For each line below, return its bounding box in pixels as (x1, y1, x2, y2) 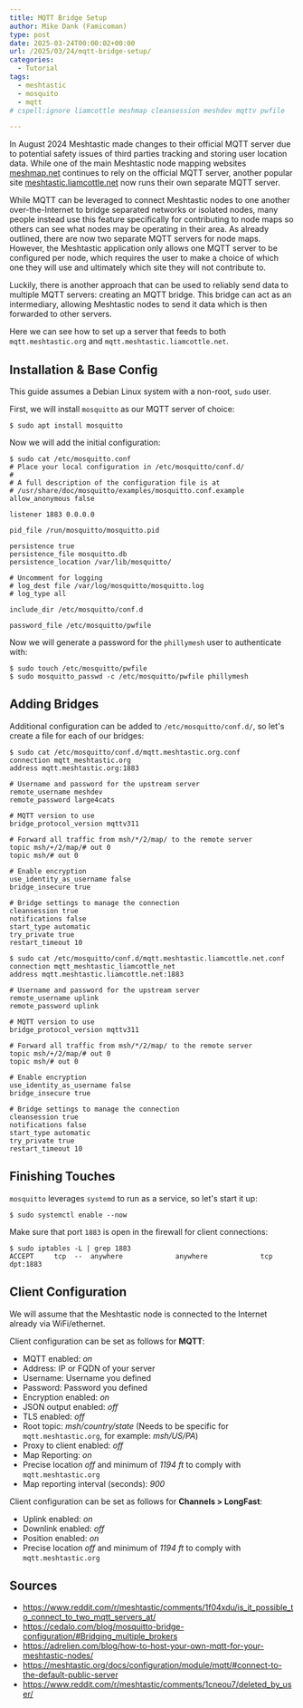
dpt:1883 (9, 1259, 43, 1269)
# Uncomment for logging (9, 574, 103, 583)
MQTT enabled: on (22, 1353, 93, 1364)
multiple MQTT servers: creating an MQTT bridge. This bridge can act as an (9, 289, 292, 300)
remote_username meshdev (9, 787, 103, 796)
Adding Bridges (9, 697, 99, 712)
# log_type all (9, 590, 67, 599)
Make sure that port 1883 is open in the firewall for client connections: (9, 1226, 269, 1237)
